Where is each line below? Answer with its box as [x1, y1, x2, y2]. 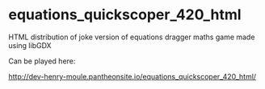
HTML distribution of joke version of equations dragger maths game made [8, 32, 255, 42]
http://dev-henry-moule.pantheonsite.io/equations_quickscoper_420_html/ [8, 71, 257, 81]
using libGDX [8, 40, 52, 50]
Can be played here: [8, 56, 76, 66]
